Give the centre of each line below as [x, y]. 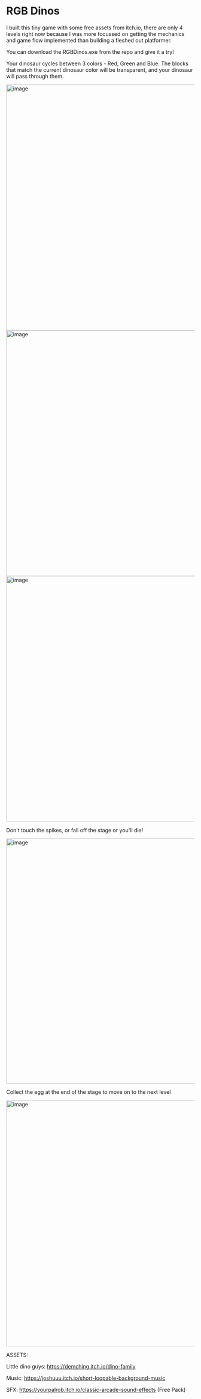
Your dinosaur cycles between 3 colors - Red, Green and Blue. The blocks [97, 63]
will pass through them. [35, 76]
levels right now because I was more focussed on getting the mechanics [95, 34]
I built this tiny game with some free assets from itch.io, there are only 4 [95, 28]
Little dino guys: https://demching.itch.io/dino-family [71, 1366]
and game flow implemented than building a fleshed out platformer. [89, 40]
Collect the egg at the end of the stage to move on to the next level [89, 1092]
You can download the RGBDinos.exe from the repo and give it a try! [90, 51]
